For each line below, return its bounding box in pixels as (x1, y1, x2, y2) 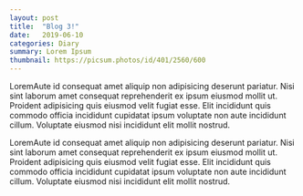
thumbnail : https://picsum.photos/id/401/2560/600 (9, 56, 206, 65)
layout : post (9, 13, 59, 23)
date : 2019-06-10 (9, 30, 84, 39)
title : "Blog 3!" (9, 22, 79, 31)
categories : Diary (9, 38, 79, 48)
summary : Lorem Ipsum (9, 47, 92, 57)
